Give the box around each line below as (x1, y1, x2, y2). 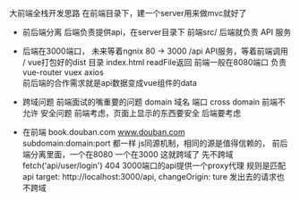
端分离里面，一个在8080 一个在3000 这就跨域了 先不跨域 (21, 149, 234, 159)
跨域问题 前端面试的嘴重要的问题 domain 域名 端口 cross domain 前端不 (21, 96, 287, 107)
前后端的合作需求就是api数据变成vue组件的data (21, 78, 197, 88)
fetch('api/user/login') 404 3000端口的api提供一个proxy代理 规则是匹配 (21, 160, 287, 171)
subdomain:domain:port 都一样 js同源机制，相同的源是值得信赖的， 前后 (21, 138, 288, 148)
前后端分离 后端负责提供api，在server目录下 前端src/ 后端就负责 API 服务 (21, 27, 292, 38)
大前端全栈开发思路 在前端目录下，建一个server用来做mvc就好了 (9, 8, 247, 18)
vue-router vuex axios (21, 67, 105, 78)
